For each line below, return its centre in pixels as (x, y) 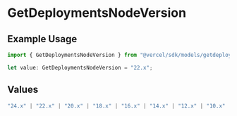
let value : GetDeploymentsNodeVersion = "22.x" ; (80, 67)
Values (23, 90)
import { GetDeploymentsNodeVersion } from (72, 55)
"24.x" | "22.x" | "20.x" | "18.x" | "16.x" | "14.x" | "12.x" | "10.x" (116, 106)
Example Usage (42, 39)
